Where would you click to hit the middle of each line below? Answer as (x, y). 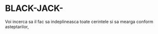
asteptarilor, (17, 26)
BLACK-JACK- (34, 8)
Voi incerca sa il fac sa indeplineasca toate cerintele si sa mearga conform (79, 22)
